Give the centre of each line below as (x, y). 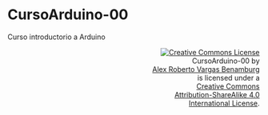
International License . (224, 103)
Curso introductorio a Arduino (56, 37)
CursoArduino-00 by (226, 61)
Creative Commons (228, 86)
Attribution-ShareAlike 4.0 (217, 94)
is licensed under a (228, 77)
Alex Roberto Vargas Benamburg (206, 69)
